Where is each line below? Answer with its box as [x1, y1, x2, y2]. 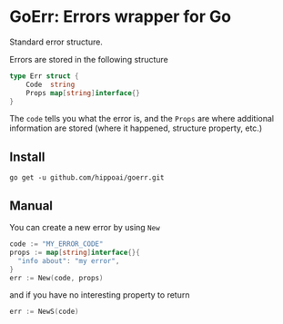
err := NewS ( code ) [9, 307, 79, 317]
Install [9, 149, 45, 164]
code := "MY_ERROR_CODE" [9, 240, 104, 249]
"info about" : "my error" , [17, 256, 120, 265]
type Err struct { [9, 71, 79, 81]
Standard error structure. [9, 36, 103, 47]
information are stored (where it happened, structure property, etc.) [9, 123, 262, 133]
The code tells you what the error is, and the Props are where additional [9, 113, 275, 124]
